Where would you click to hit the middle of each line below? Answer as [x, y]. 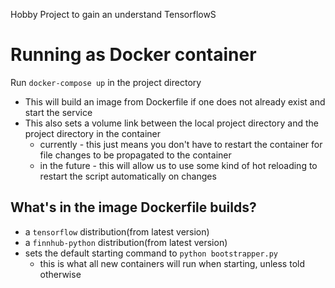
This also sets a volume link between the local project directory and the [171, 123]
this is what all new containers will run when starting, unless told [172, 263]
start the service [58, 112]
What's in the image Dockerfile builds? [133, 207]
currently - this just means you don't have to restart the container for [181, 144]
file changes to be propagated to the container [135, 155]
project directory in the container [92, 133]
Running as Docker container [133, 55]
